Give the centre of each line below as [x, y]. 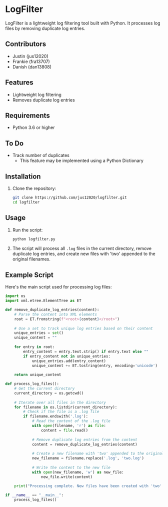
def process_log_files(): [32, 384]
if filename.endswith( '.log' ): [56, 416]
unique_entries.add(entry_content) [69, 361]
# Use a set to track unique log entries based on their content [84, 328]
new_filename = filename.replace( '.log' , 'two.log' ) [88, 458]
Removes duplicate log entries [43, 100]
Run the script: [27, 230]
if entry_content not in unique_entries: [67, 356]
